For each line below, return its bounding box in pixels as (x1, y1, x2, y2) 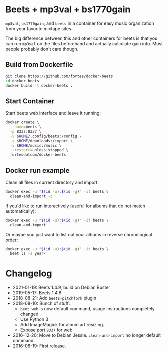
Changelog (5, 268, 52, 279)
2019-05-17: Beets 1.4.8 (12, 290, 62, 296)
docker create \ (5, 120, 39, 125)
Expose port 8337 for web (20, 327, 73, 333)
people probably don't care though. (5, 46, 79, 52)
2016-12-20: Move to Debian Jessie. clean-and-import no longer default (12, 332, 161, 338)
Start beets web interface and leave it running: (5, 110, 101, 116)
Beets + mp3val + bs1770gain (5, 4, 131, 15)
